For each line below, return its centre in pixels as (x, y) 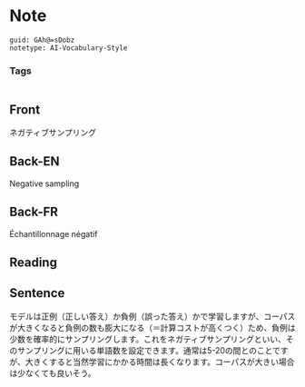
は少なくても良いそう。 (53, 372)
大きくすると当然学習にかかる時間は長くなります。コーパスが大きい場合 (160, 362)
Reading (33, 263)
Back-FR (34, 212)
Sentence (37, 293)
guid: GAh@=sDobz (42, 40)
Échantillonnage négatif (54, 233)
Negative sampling (44, 184)
